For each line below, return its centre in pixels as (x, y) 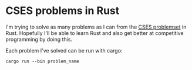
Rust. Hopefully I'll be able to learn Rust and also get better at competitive (95, 33)
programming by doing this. (39, 39)
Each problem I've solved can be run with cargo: (64, 50)
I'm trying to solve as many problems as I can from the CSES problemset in (96, 27)
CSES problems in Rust (63, 11)
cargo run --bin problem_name (43, 61)
